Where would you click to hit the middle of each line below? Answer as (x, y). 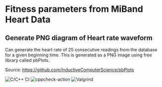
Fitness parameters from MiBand (74, 9)
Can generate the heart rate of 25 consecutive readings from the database (81, 50)
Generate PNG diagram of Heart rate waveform (79, 38)
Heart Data (28, 20)
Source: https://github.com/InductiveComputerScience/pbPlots (70, 70)
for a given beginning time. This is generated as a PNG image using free (79, 55)
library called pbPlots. (27, 60)
